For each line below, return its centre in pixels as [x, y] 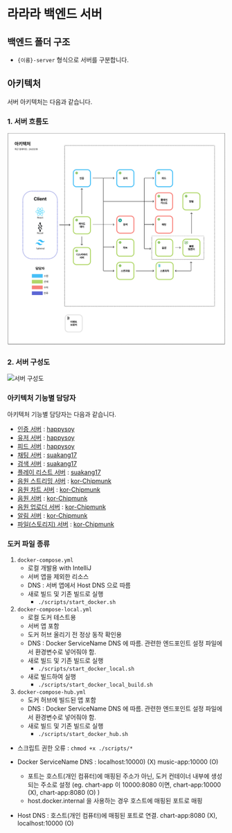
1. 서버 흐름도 [28, 121]
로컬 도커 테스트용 [52, 617]
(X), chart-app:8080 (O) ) [64, 792]
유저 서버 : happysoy [46, 438]
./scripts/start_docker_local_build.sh [96, 685]
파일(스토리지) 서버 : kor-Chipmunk [65, 524]
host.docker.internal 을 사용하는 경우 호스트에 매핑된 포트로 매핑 [115, 800]
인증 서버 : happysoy [46, 429]
